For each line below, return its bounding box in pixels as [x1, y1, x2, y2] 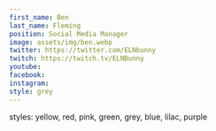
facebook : [9, 71, 46, 80]
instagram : [9, 79, 50, 88]
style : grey [9, 87, 53, 96]
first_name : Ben [9, 12, 69, 22]
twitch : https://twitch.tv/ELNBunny [9, 54, 144, 63]
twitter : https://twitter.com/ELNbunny [9, 46, 157, 55]
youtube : [9, 63, 42, 72]
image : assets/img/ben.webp [9, 37, 113, 47]
